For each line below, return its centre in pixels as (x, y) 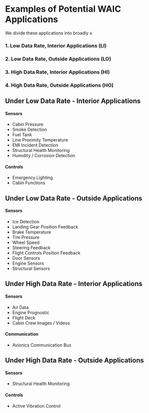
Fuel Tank (22, 135)
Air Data (20, 307)
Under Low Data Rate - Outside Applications (74, 198)
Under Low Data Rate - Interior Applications (73, 101)
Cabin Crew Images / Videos (41, 323)
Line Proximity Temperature (40, 140)
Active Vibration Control (36, 406)
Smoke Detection (30, 130)
